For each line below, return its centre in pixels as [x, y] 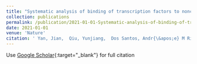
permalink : [19, 22]
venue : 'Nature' [26, 33]
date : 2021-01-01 [27, 28]
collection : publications [38, 17]
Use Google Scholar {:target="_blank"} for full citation [70, 55]
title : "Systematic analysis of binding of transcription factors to [93, 11]
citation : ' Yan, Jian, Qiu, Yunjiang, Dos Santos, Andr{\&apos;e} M [95, 38]
